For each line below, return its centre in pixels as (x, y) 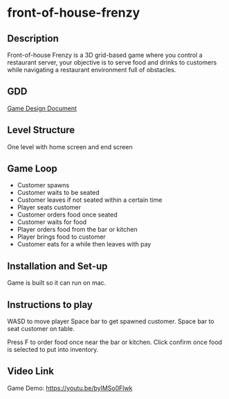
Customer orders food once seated (67, 215)
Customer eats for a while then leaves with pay (84, 244)
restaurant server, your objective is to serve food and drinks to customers (112, 62)
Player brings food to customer (61, 237)
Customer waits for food (52, 222)
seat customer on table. (41, 329)
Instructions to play (50, 304)
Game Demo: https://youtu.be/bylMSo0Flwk (70, 388)
